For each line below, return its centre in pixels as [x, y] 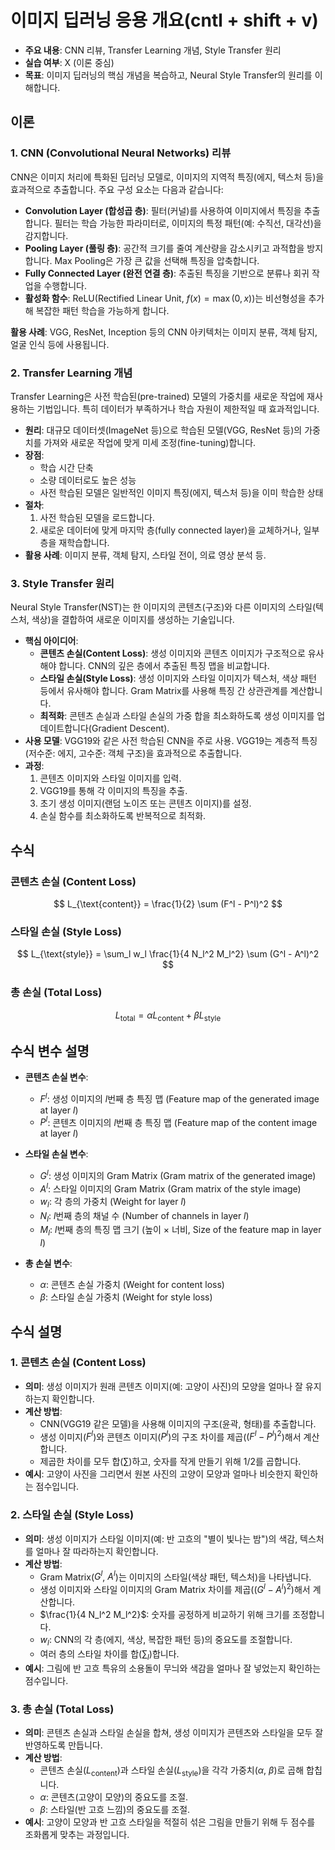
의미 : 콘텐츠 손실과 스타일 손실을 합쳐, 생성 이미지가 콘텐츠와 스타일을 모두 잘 [174, 1732]
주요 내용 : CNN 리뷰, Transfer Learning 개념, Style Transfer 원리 [153, 50]
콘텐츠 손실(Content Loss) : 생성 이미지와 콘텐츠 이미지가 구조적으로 [172, 653]
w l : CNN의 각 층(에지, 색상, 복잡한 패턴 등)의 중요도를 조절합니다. [166, 1641]
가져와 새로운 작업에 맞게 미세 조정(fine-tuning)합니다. [150, 442]
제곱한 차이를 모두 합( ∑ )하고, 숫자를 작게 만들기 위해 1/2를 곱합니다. [170, 1462]
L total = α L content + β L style [168, 1016]
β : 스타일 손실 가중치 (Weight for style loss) [126, 1297]
